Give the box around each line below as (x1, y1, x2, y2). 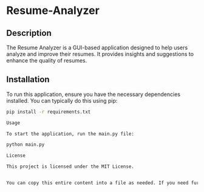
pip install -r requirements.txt (6, 109, 91, 115)
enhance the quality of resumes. (6, 57, 87, 64)
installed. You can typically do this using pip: (6, 97, 118, 104)
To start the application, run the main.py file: (6, 131, 135, 137)
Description (6, 28, 52, 38)
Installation (6, 74, 50, 85)
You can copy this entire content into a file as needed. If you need (6, 180, 189, 186)
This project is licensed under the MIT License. (6, 163, 135, 170)
